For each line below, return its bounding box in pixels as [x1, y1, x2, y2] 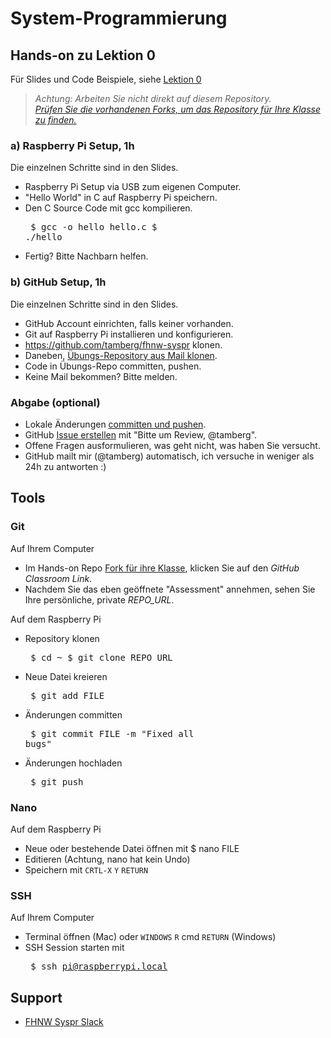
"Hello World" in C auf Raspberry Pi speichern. [24, 192, 218, 204]
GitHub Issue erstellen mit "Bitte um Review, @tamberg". [24, 428, 258, 441]
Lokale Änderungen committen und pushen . [24, 418, 207, 430]
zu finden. [34, 114, 77, 126]
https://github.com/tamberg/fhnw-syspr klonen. [24, 338, 223, 351]
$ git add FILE [30, 690, 105, 701]
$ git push [30, 776, 84, 787]
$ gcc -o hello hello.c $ [30, 222, 158, 233]
